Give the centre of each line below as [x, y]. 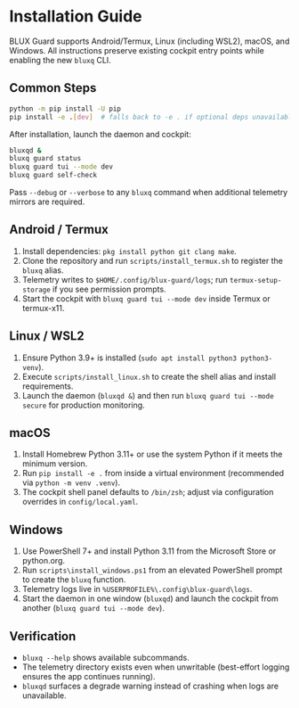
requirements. [48, 386]
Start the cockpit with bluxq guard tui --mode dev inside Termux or [146, 298]
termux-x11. [43, 308]
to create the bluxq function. [74, 580]
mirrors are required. [47, 202]
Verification [43, 636]
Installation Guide [76, 16]
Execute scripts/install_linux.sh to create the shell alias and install [149, 376]
